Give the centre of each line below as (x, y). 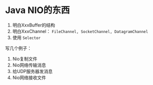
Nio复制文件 (25, 58)
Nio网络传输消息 (29, 65)
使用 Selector (26, 37)
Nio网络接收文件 (29, 77)
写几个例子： (18, 48)
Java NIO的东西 (37, 10)
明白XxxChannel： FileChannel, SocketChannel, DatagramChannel (80, 31)
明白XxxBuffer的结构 (33, 25)
